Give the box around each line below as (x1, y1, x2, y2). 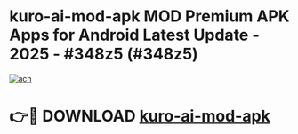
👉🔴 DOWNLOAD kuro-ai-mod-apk (9, 106, 271, 126)
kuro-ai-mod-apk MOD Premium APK (9, 6, 290, 27)
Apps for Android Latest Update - (9, 25, 260, 45)
